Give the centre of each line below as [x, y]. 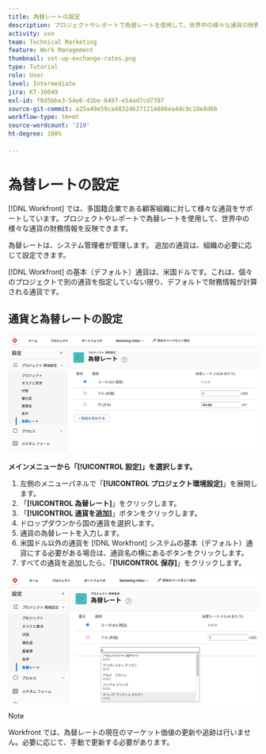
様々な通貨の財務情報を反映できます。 [70, 228]
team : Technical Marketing [53, 42]
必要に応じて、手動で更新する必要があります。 [98, 742]
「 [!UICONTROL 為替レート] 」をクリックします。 [100, 503]
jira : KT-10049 [33, 92]
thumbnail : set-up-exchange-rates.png [72, 59]
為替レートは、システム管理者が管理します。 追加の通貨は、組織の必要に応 [130, 245]
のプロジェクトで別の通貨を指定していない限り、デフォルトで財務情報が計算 [133, 281]
